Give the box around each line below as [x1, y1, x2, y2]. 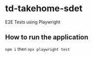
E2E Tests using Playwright [5, 19, 60, 25]
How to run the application [5, 33, 89, 41]
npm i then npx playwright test [5, 46, 70, 52]
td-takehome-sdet [5, 3, 83, 14]
